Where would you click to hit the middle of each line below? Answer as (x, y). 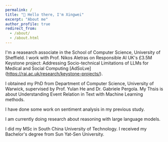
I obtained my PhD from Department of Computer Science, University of (79, 83)
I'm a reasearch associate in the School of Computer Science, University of (83, 52)
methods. (15, 99)
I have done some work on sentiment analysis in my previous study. (75, 109)
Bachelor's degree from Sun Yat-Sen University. (55, 134)
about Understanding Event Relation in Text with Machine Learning (74, 94)
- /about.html (24, 38)
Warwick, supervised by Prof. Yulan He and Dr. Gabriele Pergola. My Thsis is (84, 89)
